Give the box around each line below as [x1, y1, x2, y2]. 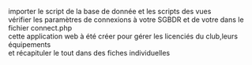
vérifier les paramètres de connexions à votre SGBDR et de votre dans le [8, 15, 244, 24]
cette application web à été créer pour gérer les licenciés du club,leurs [8, 31, 239, 41]
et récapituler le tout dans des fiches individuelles [8, 49, 171, 57]
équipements [8, 40, 51, 49]
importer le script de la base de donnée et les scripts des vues [8, 7, 212, 16]
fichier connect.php [8, 23, 73, 32]
